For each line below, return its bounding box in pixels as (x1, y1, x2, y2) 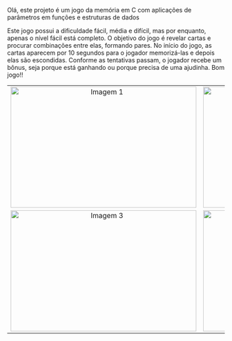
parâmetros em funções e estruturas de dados (7, 13, 140, 21)
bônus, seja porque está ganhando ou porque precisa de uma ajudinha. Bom (7, 64, 225, 71)
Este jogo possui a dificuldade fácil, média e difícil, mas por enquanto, (7, 27, 206, 35)
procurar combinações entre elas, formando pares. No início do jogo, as (7, 42, 212, 49)
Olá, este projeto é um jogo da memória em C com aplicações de (7, 6, 192, 14)
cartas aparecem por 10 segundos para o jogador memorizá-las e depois (7, 48, 215, 57)
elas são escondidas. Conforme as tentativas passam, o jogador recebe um (7, 56, 222, 64)
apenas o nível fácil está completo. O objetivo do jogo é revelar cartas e (7, 34, 211, 42)
